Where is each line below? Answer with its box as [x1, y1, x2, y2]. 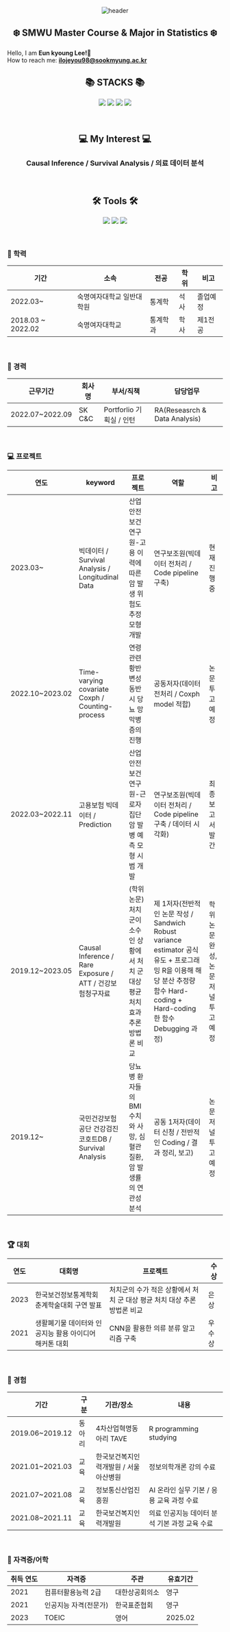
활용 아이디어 [55, 1329, 96, 1338]
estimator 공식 [153, 945, 199, 955]
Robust [153, 927, 177, 936]
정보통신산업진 [95, 1485, 140, 1494]
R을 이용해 [162, 966, 194, 975]
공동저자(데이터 [153, 679, 201, 688]
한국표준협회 [115, 1600, 153, 1609]
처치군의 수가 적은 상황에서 [109, 1285, 191, 1294]
